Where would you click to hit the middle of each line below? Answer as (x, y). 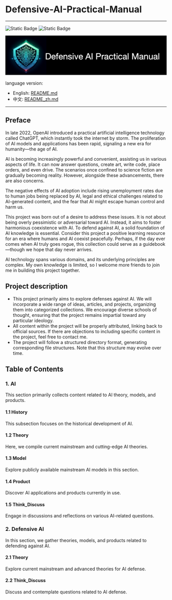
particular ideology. (33, 320)
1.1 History (16, 412)
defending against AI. (28, 546)
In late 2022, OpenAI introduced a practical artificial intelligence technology (85, 133)
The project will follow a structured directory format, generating (80, 342)
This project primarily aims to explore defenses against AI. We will (82, 298)
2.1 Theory (17, 558)
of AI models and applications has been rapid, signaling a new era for (78, 143)
